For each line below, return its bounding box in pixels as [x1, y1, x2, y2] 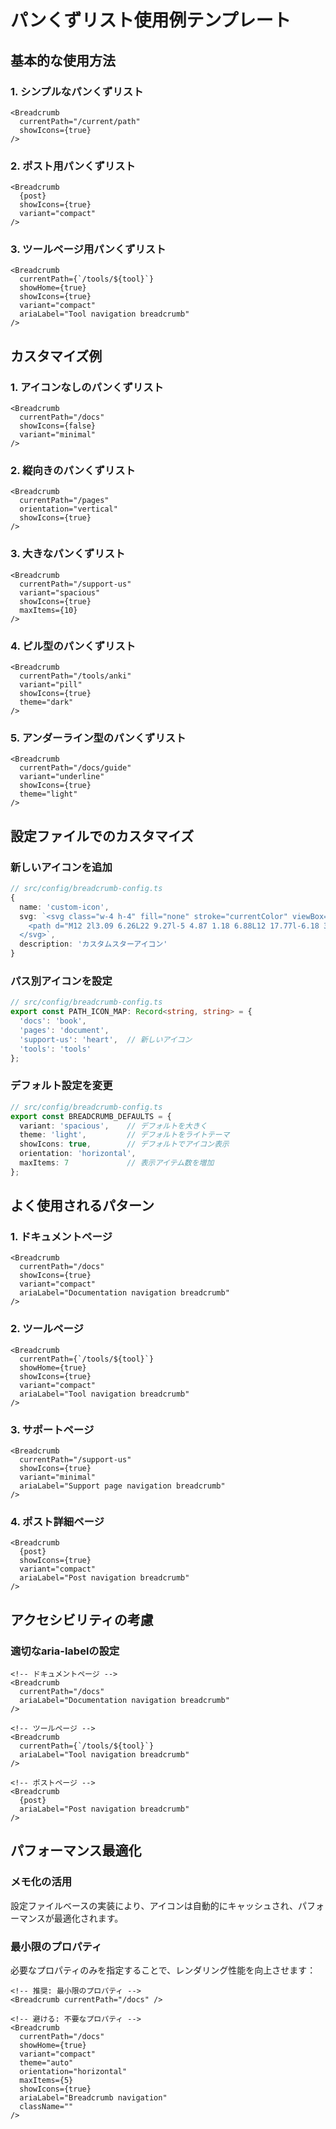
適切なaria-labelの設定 [10, 1644, 120, 1658]
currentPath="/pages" [19, 496, 110, 506]
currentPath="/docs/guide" [19, 763, 132, 773]
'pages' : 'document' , [19, 1025, 110, 1035]
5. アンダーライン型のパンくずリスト [10, 731, 187, 745]
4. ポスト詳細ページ [10, 1514, 105, 1528]
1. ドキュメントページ [10, 1230, 113, 1244]
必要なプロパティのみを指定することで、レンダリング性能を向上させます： [10, 1964, 317, 1976]
